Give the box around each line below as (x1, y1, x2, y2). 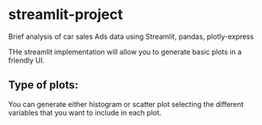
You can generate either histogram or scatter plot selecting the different (8, 99, 244, 108)
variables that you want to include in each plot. (8, 108, 162, 117)
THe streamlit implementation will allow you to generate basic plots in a (8, 47, 242, 56)
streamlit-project (8, 6, 123, 24)
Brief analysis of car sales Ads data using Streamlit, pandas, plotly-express (8, 32, 254, 41)
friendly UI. (8, 55, 45, 65)
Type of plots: (8, 78, 79, 92)
